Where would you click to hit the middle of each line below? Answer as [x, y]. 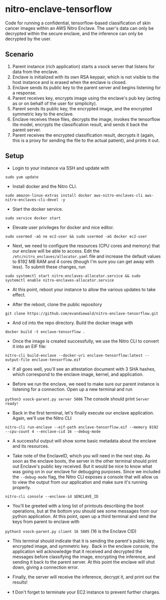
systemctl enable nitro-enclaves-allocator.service [59, 280]
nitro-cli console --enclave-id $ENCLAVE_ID [52, 496]
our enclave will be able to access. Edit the [56, 251]
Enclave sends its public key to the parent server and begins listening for [86, 87]
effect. [19, 295]
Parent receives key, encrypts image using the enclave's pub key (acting [86, 98]
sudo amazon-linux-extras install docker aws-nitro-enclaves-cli [74, 195]
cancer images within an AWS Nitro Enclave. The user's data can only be [80, 28]
